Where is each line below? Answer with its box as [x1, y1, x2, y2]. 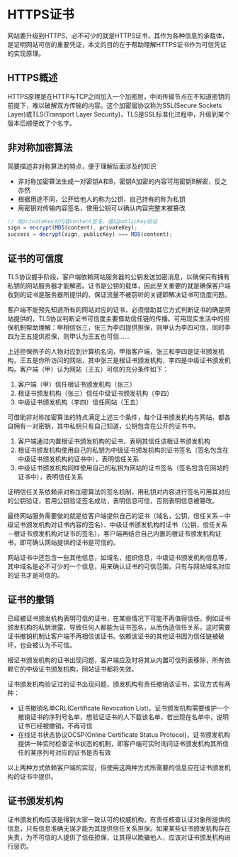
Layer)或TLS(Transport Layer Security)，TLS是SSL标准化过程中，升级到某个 [7, 109, 231, 118]
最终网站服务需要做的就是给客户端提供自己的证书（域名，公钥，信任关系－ [7, 512, 225, 519]
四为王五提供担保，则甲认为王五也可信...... [7, 332, 130, 340]
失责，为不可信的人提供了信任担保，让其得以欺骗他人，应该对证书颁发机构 [7, 833, 225, 841]
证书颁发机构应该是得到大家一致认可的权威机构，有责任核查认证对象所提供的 [7, 815, 231, 824]
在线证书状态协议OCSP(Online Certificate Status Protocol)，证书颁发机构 [17, 730, 230, 739]
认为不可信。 [38, 640, 76, 649]
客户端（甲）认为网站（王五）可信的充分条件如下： [19, 365, 169, 373]
